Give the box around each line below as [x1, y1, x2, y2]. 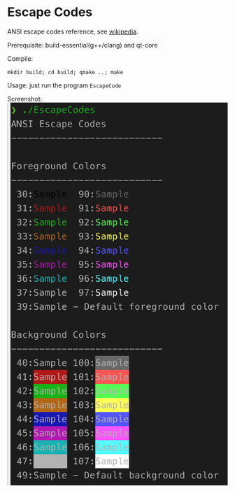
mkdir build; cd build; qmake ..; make [7, 69, 124, 76]
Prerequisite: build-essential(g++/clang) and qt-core [7, 41, 158, 49]
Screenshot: [7, 94, 43, 103]
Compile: [7, 54, 34, 63]
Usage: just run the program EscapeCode [7, 81, 122, 90]
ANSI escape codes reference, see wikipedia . [7, 27, 138, 36]
